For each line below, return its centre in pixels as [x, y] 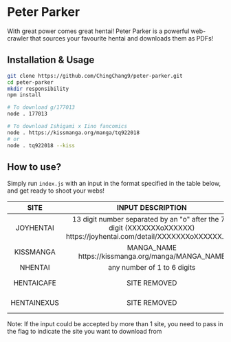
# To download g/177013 [41, 107]
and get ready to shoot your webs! [56, 191]
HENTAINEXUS [35, 303]
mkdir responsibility [38, 89]
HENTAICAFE [35, 283]
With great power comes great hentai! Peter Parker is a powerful [98, 31]
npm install [24, 95]
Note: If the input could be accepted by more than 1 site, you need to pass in [115, 324]
